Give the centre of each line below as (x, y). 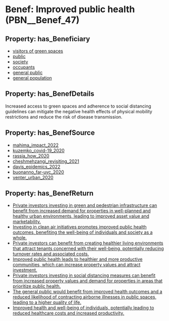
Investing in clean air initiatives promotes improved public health (79, 227)
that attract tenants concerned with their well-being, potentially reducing (88, 248)
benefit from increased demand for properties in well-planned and (81, 211)
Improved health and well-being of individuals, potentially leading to (83, 308)
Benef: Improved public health (70, 9)
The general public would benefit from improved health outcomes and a (88, 292)
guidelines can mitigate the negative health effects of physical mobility (79, 111)
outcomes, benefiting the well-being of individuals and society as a (82, 232)
